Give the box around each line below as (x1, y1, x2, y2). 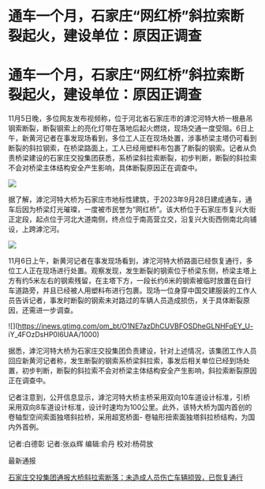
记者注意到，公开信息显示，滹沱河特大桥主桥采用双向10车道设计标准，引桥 (8, 392, 251, 402)
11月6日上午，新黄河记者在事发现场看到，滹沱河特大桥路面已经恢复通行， (8, 256, 247, 266)
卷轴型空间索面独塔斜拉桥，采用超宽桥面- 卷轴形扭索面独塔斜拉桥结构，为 (8, 412, 248, 422)
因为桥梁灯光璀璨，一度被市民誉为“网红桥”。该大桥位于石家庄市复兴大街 (21, 205, 256, 214)
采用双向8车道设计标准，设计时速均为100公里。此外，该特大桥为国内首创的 (8, 403, 252, 412)
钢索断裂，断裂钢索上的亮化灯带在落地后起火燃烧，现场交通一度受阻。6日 (8, 123, 248, 133)
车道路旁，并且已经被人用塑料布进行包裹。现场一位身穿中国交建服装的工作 (8, 286, 250, 295)
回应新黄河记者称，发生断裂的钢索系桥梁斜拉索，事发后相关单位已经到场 (8, 356, 243, 366)
